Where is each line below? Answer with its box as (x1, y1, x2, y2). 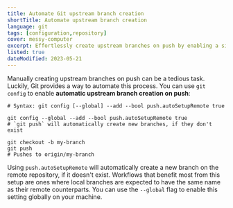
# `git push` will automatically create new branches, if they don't (7, 121, 213, 128)
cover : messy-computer (7, 36, 73, 43)
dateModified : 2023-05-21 (7, 55, 82, 62)
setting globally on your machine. (7, 192, 103, 201)
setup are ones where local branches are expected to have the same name (7, 177, 221, 186)
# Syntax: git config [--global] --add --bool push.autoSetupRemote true (7, 102, 225, 110)
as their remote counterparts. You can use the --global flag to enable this (7, 185, 218, 193)
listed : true (7, 49, 45, 56)
